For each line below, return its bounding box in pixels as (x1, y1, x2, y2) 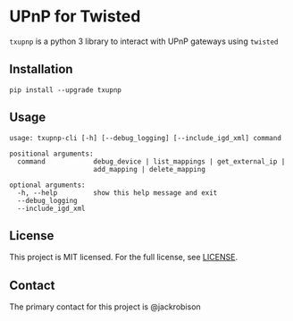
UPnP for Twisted (9, 6, 141, 27)
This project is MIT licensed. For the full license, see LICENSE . (9, 252, 239, 263)
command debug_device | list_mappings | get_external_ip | (17, 156, 286, 166)
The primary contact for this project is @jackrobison (9, 301, 201, 312)
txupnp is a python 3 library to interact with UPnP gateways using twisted (9, 36, 279, 46)
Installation (9, 62, 73, 77)
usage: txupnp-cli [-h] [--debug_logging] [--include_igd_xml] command (9, 133, 281, 142)
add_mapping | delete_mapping (93, 165, 205, 173)
